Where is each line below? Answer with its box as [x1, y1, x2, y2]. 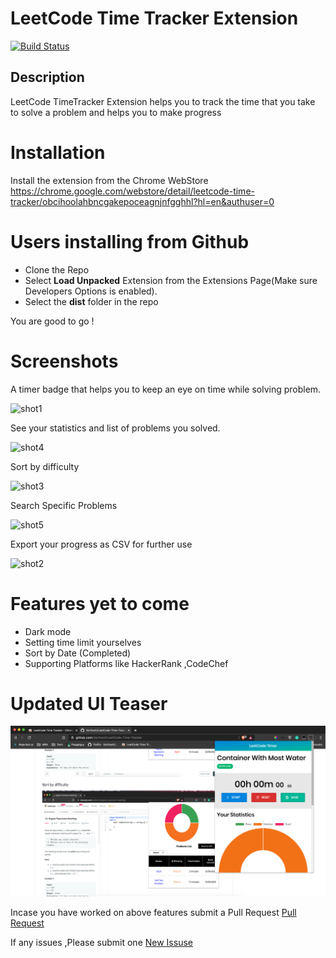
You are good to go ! [10, 315, 95, 327]
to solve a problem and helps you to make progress [10, 106, 222, 118]
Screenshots [10, 350, 119, 372]
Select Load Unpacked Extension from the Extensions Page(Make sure [24, 274, 318, 286]
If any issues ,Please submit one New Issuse [10, 936, 193, 948]
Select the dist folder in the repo [24, 295, 159, 307]
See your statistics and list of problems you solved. [10, 422, 221, 434]
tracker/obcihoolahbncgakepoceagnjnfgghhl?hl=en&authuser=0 [10, 195, 275, 207]
